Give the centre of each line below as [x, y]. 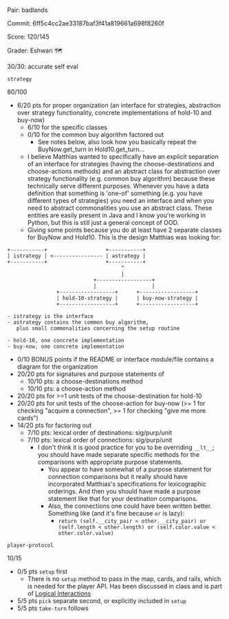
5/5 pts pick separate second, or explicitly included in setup [102, 601]
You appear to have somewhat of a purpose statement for [130, 469]
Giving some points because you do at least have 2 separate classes [124, 230]
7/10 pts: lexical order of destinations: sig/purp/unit [99, 433]
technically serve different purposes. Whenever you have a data [118, 186]
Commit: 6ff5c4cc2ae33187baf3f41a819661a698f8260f [86, 23]
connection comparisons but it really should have [118, 476]
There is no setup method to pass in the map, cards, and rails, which [124, 579]
